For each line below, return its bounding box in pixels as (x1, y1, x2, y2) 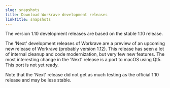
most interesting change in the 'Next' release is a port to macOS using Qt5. (5, 57, 162, 63)
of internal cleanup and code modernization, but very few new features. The (5, 51, 165, 57)
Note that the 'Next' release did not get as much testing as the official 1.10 (5, 72, 159, 78)
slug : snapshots (5, 7, 40, 13)
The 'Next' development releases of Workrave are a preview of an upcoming (5, 40, 165, 47)
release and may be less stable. (5, 77, 72, 83)
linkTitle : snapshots (5, 17, 51, 22)
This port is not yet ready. (5, 62, 59, 68)
